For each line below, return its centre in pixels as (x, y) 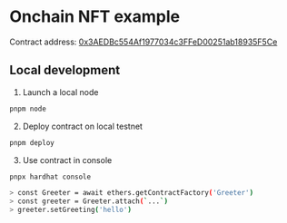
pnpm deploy (32, 142)
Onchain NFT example (94, 17)
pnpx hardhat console (50, 177)
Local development (65, 70)
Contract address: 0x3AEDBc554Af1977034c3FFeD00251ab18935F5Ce (143, 42)
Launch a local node (60, 92)
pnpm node (28, 109)
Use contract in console (67, 160)
